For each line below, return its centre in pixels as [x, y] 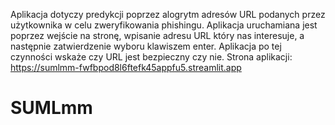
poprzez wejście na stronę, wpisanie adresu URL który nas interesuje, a [157, 35]
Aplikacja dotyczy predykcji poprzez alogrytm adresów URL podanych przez [168, 14]
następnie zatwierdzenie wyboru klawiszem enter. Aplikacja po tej [146, 46]
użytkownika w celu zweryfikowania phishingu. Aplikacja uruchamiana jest [164, 25]
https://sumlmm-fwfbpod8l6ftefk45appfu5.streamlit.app [126, 67]
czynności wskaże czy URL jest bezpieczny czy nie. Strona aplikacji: [151, 57]
